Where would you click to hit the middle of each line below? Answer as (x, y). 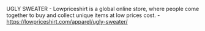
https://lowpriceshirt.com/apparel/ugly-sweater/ (67, 22)
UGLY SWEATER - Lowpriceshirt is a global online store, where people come (103, 9)
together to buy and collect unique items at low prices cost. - (83, 15)
